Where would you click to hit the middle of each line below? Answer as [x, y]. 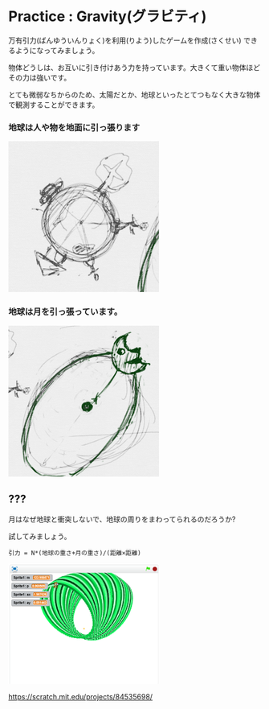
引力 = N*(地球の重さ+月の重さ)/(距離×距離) [75, 553]
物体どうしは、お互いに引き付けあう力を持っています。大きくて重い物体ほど [134, 67]
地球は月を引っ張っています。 [65, 312]
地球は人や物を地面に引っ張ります [74, 127]
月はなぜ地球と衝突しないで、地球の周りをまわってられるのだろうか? [122, 519]
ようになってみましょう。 [57, 50]
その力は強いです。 [40, 77]
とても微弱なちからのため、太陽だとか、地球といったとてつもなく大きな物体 [134, 94]
